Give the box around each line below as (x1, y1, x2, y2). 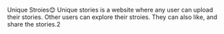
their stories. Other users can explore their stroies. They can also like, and (7, 13, 218, 21)
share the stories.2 (7, 20, 61, 28)
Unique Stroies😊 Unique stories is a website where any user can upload (7, 6, 214, 14)
